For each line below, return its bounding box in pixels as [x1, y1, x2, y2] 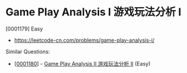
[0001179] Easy [5, 25, 43, 32]
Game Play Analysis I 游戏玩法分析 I [5, 5, 182, 19]
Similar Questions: [5, 48, 50, 55]
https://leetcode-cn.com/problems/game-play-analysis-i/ [14, 36, 155, 44]
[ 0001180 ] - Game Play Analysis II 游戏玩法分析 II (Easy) [14, 60, 151, 67]
